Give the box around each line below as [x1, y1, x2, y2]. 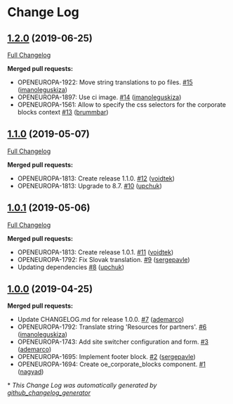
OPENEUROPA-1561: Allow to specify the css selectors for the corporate [17, 100, 227, 109]
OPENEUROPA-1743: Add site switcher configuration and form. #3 [17, 338, 209, 346]
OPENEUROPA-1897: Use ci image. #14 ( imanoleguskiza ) [17, 93, 182, 101]
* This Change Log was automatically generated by [7, 381, 157, 390]
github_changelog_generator [7, 389, 91, 397]
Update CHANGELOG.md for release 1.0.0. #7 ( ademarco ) [17, 315, 185, 324]
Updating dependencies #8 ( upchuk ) [17, 263, 125, 271]
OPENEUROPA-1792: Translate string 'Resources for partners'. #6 [17, 322, 207, 331]
